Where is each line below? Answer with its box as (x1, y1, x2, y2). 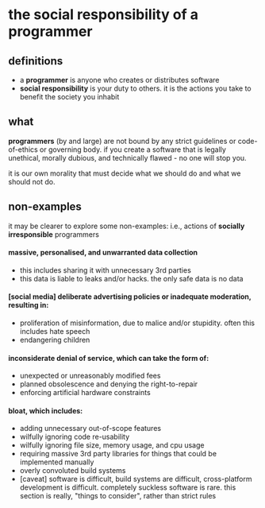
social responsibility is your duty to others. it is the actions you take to (19, 83, 252, 93)
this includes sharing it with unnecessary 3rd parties (19, 265, 192, 275)
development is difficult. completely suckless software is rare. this (19, 483, 236, 492)
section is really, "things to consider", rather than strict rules (19, 491, 217, 501)
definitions (8, 54, 63, 68)
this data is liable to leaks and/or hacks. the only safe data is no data (19, 273, 244, 283)
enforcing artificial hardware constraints (19, 388, 151, 397)
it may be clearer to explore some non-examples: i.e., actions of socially (8, 221, 245, 231)
